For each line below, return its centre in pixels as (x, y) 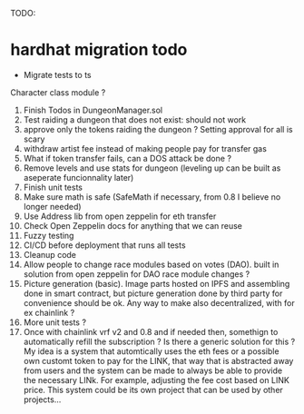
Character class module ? (58, 92)
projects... (42, 399)
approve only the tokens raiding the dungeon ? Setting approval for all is (158, 129)
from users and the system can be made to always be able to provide (153, 370)
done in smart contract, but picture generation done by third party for (153, 293)
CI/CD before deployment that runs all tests (104, 245)
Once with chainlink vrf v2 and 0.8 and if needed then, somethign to (151, 331)
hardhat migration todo (99, 50)
